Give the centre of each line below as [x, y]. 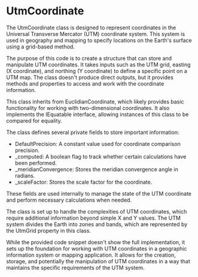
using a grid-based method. [40, 47]
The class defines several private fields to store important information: [93, 132]
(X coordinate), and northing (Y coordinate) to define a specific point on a [97, 71]
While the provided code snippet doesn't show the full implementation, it [96, 242]
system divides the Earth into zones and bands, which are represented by [97, 224]
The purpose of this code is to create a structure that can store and [89, 58]
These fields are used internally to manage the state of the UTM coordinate [99, 193]
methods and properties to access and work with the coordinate [85, 83]
